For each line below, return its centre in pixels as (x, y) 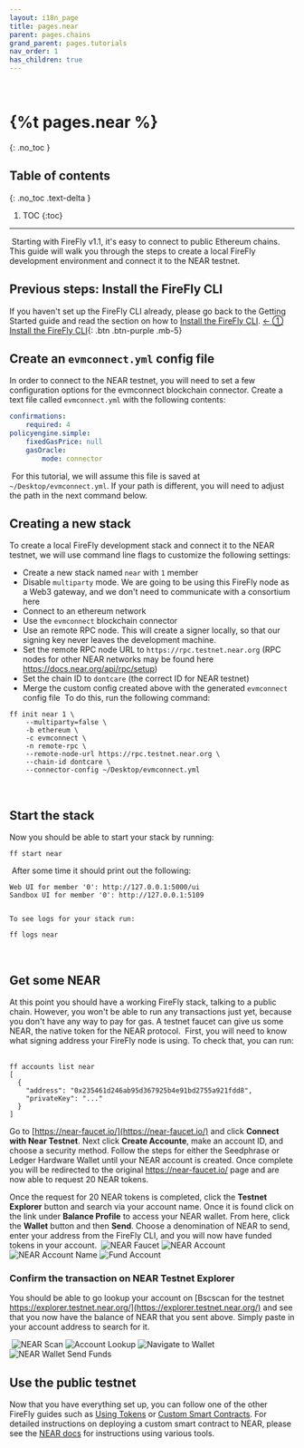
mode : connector (72, 459)
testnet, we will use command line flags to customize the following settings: (150, 555)
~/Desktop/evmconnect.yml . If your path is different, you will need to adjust (147, 485)
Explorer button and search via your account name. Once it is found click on (152, 1207)
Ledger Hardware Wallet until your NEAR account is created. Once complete (152, 1161)
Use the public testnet (73, 1382)
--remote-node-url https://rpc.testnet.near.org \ (123, 754)
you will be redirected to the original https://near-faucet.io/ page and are (145, 1170)
